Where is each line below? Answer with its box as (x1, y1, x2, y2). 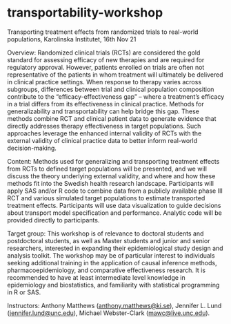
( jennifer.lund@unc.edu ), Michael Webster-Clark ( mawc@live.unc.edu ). (7, 309, 210, 317)
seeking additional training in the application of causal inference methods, (7, 258, 217, 267)
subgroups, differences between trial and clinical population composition (7, 85, 214, 93)
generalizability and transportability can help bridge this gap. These (7, 107, 200, 115)
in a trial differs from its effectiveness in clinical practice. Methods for (7, 99, 205, 108)
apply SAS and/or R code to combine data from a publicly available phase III (7, 187, 223, 195)
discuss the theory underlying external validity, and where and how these (7, 171, 216, 180)
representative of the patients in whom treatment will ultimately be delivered (7, 70, 223, 79)
